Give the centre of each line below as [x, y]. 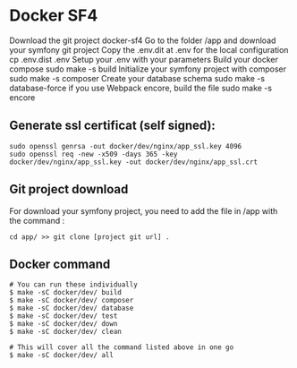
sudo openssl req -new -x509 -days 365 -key [93, 154]
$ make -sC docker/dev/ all [62, 355]
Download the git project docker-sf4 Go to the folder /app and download [143, 40]
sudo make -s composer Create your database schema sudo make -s [137, 78]
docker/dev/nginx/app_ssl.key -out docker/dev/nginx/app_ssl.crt [133, 162]
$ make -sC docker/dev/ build [66, 293]
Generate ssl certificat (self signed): [113, 126]
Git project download [69, 189]
